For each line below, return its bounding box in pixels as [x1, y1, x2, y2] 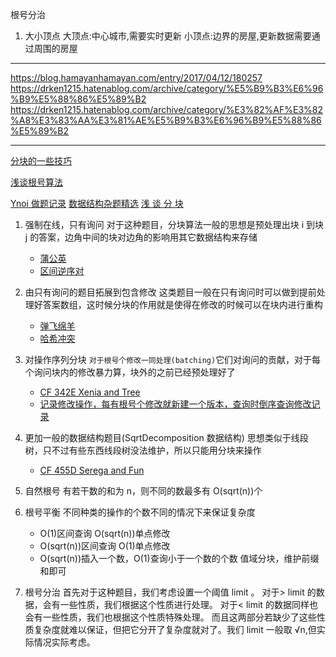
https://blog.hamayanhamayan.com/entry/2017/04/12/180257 [10, 72, 263, 83]
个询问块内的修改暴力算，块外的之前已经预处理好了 [24, 366, 236, 378]
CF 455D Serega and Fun [39, 464, 145, 476]
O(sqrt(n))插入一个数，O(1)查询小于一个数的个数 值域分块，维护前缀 [39, 553, 320, 564]
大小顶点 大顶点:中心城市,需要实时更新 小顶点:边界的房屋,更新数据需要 [24, 30, 312, 42]
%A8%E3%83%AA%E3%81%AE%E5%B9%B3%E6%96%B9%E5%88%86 [10, 114, 322, 126]
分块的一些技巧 [10, 155, 72, 167]
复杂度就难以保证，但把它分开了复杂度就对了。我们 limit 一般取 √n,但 [33, 624, 317, 635]
